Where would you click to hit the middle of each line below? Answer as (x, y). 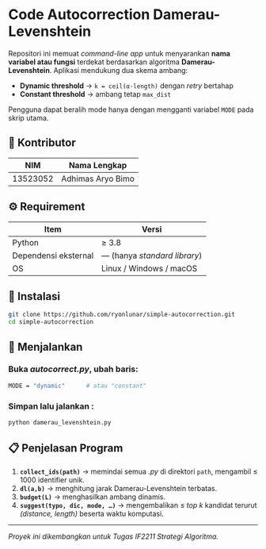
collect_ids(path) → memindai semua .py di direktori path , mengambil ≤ (139, 471)
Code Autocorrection (79, 15)
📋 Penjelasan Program (66, 449)
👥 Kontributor (42, 143)
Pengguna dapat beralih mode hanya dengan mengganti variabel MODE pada (131, 109)
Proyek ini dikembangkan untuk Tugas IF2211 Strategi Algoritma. (114, 536)
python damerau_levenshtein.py (60, 422)
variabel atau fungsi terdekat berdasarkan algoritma (94, 62)
